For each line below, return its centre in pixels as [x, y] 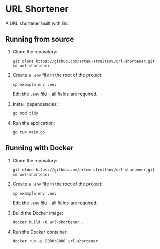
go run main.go [29, 132]
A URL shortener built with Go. [37, 23]
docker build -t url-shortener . [48, 222]
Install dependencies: [35, 104]
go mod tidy [25, 113]
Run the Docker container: [40, 232]
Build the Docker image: [38, 213]
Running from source [40, 39]
